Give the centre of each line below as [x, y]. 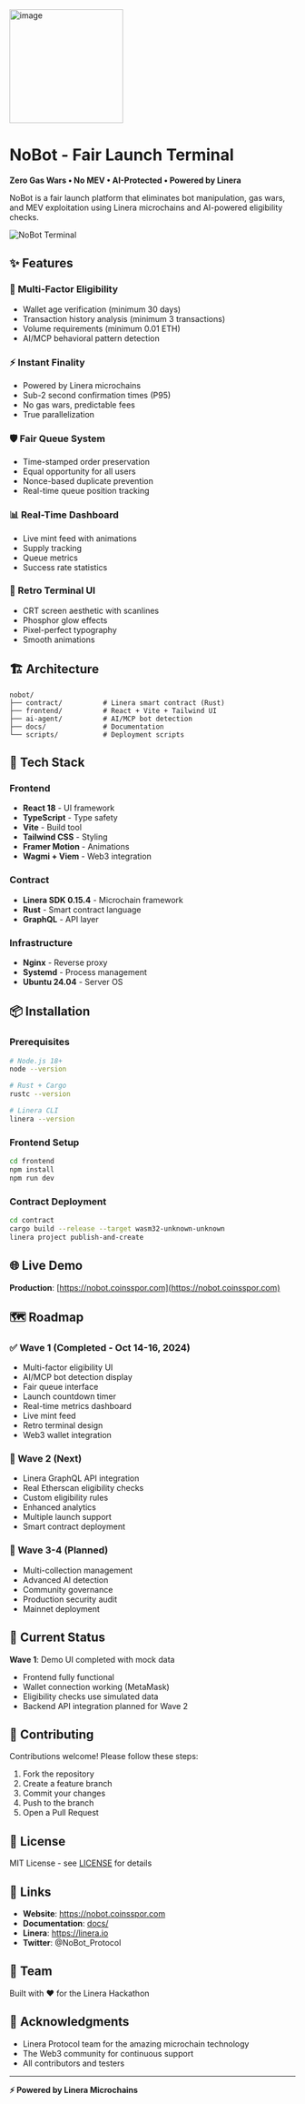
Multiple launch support [67, 1517]
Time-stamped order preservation [86, 462]
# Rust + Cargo [38, 1086]
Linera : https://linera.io [65, 1933]
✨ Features [41, 263]
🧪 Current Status [58, 1638]
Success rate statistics [65, 567]
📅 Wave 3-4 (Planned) [59, 1550]
